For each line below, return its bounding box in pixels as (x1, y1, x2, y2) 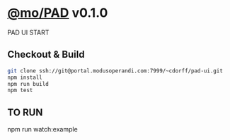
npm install (7, 74, 42, 81)
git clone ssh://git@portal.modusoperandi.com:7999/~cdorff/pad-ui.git (7, 67, 223, 75)
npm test (7, 87, 33, 94)
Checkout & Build (7, 49, 85, 61)
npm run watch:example (7, 125, 78, 134)
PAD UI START (7, 28, 50, 37)
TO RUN (7, 106, 43, 118)
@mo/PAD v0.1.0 (7, 5, 108, 21)
